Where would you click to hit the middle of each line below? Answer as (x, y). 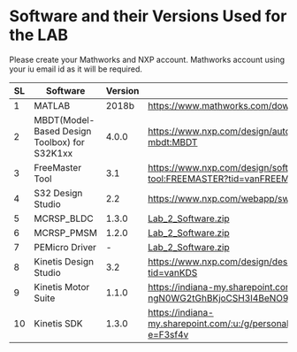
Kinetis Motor (62, 287)
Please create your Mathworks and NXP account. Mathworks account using (147, 59)
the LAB (39, 35)
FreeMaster (58, 167)
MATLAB (52, 105)
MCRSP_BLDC (64, 218)
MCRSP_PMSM (65, 233)
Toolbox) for (60, 142)
